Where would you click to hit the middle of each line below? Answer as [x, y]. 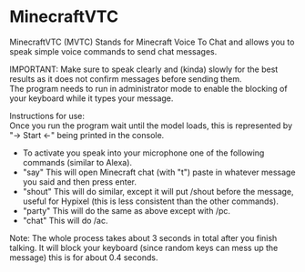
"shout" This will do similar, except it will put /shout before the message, [158, 191]
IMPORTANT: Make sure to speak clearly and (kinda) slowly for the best [144, 69]
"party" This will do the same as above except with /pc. [126, 210]
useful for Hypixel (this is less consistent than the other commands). [151, 201]
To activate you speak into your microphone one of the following [143, 153]
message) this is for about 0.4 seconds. [84, 257]
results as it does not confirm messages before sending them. [126, 78]
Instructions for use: [47, 116]
